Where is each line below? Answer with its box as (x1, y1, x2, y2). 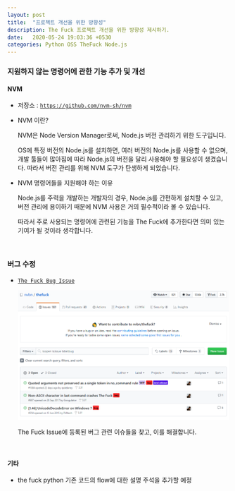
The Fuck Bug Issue (17, 277, 75, 284)
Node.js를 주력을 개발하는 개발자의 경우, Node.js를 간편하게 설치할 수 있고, (17, 194, 224, 202)
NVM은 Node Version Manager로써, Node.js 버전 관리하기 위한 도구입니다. (17, 131, 227, 140)
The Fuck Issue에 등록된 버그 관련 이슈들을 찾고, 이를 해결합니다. (17, 428, 197, 437)
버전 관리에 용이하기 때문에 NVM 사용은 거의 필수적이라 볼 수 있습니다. (17, 202, 210, 211)
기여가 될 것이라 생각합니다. (17, 226, 94, 235)
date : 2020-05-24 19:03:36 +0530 (7, 34, 112, 41)
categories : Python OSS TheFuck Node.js (7, 41, 128, 49)
